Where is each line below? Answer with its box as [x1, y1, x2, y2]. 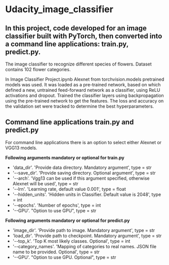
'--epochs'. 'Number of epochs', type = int [12, 202, 101, 208]
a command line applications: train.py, [5, 40, 129, 48]
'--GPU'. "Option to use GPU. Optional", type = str [12, 254, 116, 260]
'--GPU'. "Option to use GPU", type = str [12, 207, 97, 214]
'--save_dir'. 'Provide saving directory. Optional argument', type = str [12, 170, 156, 176]
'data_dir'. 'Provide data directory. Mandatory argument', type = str [12, 164, 152, 171]
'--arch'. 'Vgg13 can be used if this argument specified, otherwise [12, 175, 150, 181]
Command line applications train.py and [5, 118, 134, 126]
